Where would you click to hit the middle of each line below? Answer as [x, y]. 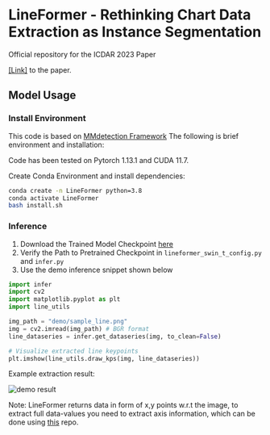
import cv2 [27, 292]
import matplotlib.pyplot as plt [64, 299]
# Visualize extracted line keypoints [73, 351]
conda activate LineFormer [54, 198]
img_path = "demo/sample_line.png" [68, 322]
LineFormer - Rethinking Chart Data [130, 15]
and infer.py [42, 261]
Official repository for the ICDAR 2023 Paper [82, 54]
